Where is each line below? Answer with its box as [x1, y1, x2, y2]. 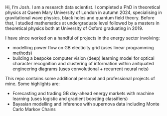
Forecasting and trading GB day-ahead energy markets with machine [12, 91, 155, 96]
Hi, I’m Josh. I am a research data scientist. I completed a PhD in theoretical [5, 4, 161, 10]
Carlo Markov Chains [12, 107, 56, 112]
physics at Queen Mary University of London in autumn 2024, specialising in [5, 9, 162, 15]
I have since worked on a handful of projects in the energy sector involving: [5, 35, 160, 41]
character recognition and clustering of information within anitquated [12, 61, 154, 66]
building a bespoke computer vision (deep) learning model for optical [12, 55, 155, 61]
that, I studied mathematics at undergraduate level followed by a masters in [5, 20, 160, 26]
